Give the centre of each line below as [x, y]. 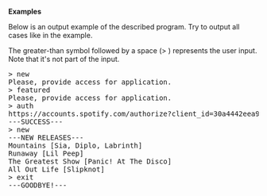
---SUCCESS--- [36, 122]
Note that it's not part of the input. [64, 59]
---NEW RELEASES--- [46, 138]
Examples [25, 12]
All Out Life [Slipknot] [56, 169]
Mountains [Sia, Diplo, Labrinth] [75, 146]
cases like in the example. [50, 35]
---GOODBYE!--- [38, 185]
